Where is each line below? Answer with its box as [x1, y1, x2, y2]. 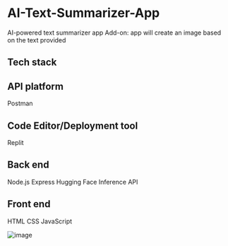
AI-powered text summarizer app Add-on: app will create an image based [7, 28, 222, 37]
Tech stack [7, 57, 57, 69]
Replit [7, 138, 24, 146]
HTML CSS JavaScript [7, 217, 73, 225]
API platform [7, 80, 64, 93]
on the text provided [7, 35, 66, 44]
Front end [7, 198, 51, 210]
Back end [7, 159, 49, 171]
